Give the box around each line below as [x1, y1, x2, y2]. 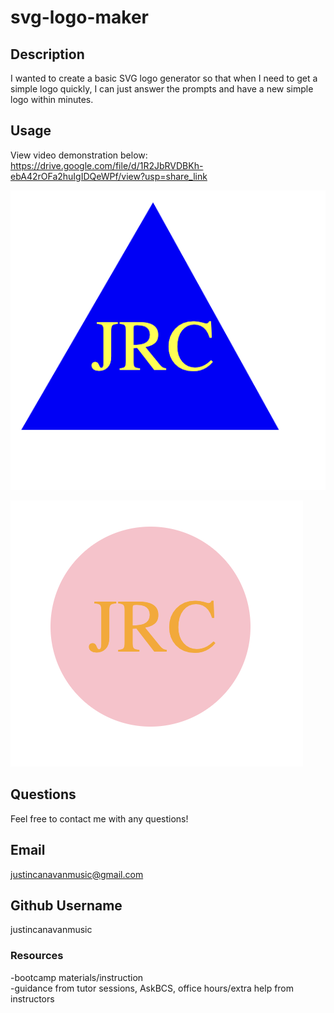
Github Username [10, 897, 123, 914]
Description [10, 46, 85, 63]
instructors [10, 992, 55, 1005]
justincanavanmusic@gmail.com [10, 868, 144, 880]
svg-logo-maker [10, 6, 149, 29]
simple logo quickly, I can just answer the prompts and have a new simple [10, 83, 314, 95]
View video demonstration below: [10, 149, 148, 161]
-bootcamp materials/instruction [10, 971, 144, 983]
